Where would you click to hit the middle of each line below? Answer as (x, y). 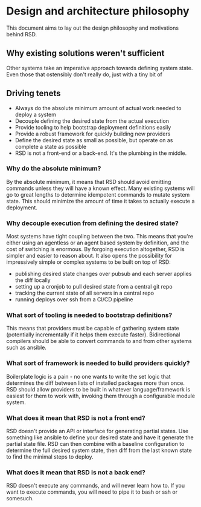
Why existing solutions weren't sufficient (85, 54)
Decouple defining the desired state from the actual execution (92, 121)
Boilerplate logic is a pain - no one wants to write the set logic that (88, 376)
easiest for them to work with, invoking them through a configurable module (101, 396)
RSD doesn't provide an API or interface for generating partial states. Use (97, 431)
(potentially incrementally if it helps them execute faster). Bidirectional (93, 335)
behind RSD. (22, 34)
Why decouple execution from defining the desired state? (93, 223)
